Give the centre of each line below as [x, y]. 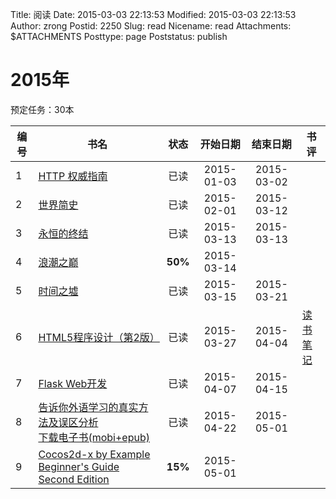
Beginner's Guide [79, 466]
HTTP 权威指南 [73, 176]
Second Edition [74, 479]
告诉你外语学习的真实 [88, 407]
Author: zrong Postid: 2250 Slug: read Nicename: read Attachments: [151, 26]
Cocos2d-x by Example [94, 454]
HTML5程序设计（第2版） [99, 337]
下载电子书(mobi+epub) [94, 437]
